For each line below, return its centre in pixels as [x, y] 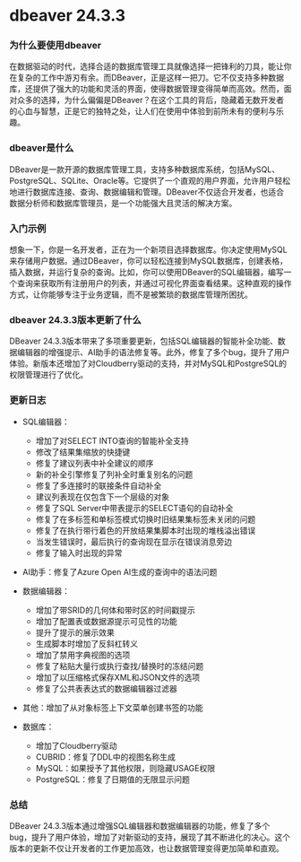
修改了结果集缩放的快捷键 [83, 452]
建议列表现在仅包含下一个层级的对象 [103, 496]
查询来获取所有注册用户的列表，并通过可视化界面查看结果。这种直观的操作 [154, 283]
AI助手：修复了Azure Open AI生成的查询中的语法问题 [120, 571]
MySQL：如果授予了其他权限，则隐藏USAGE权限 [125, 768]
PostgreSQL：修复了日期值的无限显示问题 [113, 779]
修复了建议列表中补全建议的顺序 [95, 463]
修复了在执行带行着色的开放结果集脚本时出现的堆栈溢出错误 [146, 530]
